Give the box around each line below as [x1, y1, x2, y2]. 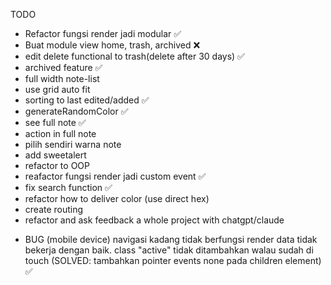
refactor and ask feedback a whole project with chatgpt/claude [24, 214, 285, 226]
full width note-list [24, 73, 100, 84]
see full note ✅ [24, 117, 87, 128]
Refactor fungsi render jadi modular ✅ [24, 28, 182, 39]
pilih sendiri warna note [24, 139, 122, 150]
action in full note [24, 128, 97, 139]
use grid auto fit [24, 84, 91, 95]
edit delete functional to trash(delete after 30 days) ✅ [24, 50, 245, 62]
